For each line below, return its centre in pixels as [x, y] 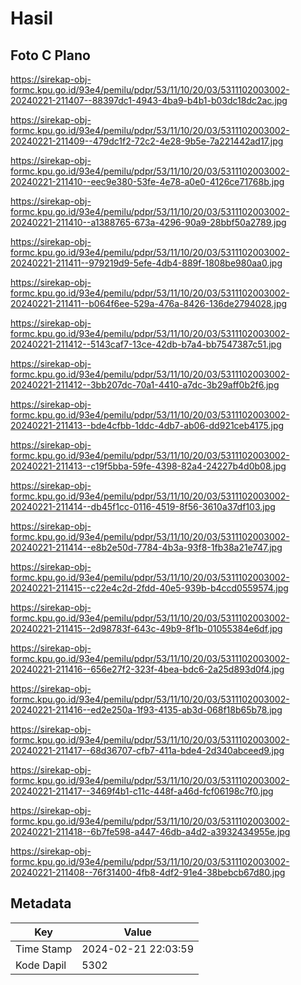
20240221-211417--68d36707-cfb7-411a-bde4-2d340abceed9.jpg [147, 750]
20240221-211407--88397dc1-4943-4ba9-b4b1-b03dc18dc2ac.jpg [149, 100]
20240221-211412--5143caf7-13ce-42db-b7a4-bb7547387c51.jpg [146, 344]
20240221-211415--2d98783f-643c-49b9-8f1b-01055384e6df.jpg [146, 628]
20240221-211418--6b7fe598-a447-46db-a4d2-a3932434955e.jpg [150, 831]
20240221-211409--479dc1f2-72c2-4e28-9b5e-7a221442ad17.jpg [147, 141]
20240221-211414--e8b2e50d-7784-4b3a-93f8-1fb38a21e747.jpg [146, 547]
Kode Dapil [41, 965]
